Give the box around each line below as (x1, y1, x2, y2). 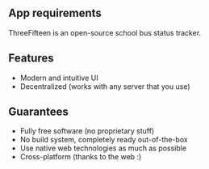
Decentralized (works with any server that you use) (19, 81, 190, 91)
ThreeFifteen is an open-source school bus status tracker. (8, 27, 202, 37)
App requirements (8, 6, 102, 20)
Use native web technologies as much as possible (19, 143, 187, 153)
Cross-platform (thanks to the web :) (19, 152, 142, 162)
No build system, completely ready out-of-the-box (19, 135, 188, 145)
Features (8, 52, 54, 65)
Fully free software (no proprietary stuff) (19, 126, 155, 136)
